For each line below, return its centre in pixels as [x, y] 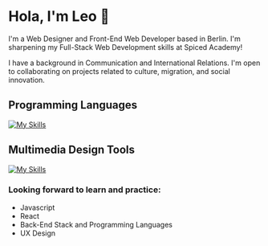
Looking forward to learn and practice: [85, 190]
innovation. [27, 80]
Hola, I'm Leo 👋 [59, 16]
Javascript [37, 207]
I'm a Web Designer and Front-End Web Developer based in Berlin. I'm [124, 39]
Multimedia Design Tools [71, 150]
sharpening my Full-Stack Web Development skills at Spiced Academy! [126, 47]
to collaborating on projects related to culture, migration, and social [119, 71]
